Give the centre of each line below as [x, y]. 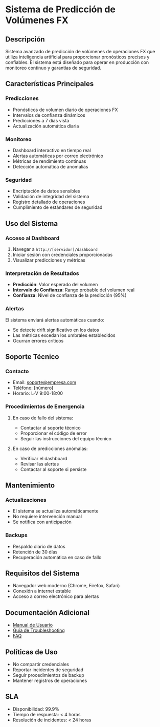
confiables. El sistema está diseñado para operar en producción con [77, 62]
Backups [17, 535]
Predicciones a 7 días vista [41, 120]
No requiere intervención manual [47, 517]
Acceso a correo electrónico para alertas [56, 596]
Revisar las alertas [40, 464]
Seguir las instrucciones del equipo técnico [66, 438]
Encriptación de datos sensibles [46, 191]
